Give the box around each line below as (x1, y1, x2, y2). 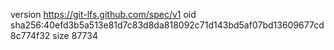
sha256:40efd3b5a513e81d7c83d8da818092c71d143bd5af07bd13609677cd (10, 19, 325, 31)
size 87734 (52, 30, 98, 41)
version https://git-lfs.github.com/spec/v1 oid (10, 9, 197, 20)
